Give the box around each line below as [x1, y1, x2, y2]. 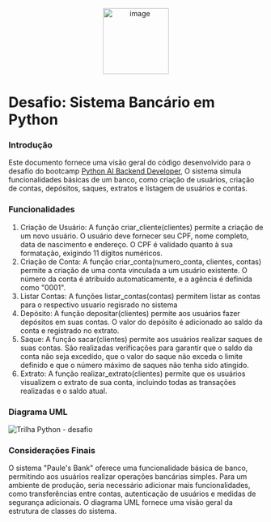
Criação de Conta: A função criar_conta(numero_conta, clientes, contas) [19, 256, 262, 267]
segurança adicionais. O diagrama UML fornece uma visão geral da [8, 498, 233, 507]
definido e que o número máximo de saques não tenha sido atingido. [19, 360, 249, 370]
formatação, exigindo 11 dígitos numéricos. [19, 248, 163, 258]
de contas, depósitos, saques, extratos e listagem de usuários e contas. [8, 183, 248, 194]
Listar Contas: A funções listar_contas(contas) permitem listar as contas [19, 291, 260, 301]
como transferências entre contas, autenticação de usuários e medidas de [8, 489, 256, 498]
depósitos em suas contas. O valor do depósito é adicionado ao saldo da [19, 317, 263, 327]
